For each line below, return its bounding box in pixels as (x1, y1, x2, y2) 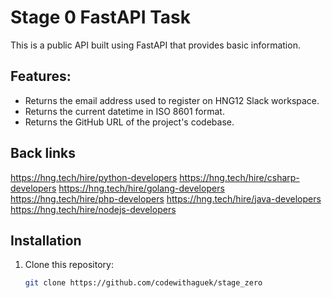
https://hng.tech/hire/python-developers (10, 171, 178, 183)
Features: (10, 68, 72, 85)
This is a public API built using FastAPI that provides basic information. (10, 39, 301, 51)
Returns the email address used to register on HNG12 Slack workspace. (24, 94, 320, 106)
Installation (10, 232, 82, 249)
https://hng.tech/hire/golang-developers (58, 182, 225, 194)
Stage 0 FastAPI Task (10, 6, 192, 29)
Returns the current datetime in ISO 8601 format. (24, 105, 225, 117)
